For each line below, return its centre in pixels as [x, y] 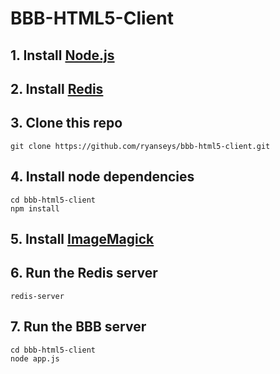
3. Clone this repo [66, 123]
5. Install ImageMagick [82, 238]
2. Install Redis [57, 88]
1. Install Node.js [62, 55]
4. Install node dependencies [102, 177]
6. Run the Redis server [84, 273]
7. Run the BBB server [78, 327]
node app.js [35, 358]
